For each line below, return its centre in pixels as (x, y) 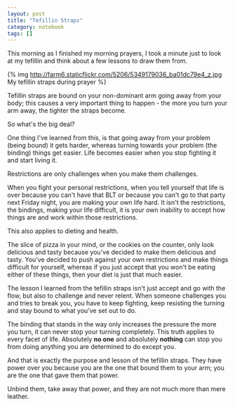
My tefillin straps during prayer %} (57, 82)
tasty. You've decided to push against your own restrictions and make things (118, 260)
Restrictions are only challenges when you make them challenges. (103, 174)
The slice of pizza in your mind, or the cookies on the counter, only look (111, 245)
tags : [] (20, 33)
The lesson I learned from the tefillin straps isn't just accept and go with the (116, 288)
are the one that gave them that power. (63, 375)
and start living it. (32, 160)
